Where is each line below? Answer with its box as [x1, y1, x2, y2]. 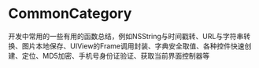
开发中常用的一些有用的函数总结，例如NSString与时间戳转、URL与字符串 [8, 31, 244, 41]
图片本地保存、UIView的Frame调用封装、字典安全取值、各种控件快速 [21, 41, 246, 51]
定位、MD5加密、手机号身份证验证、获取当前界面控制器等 [21, 51, 210, 60]
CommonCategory [8, 5, 132, 23]
